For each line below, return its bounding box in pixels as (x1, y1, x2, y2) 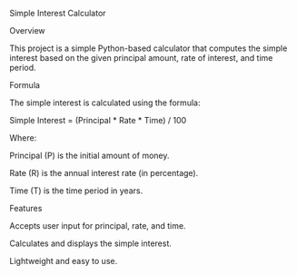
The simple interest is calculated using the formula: (9, 97, 201, 108)
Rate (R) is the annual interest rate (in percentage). (9, 168, 199, 178)
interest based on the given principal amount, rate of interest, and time (9, 53, 273, 63)
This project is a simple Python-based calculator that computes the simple (9, 43, 288, 54)
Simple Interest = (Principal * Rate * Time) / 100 (9, 115, 187, 125)
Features (9, 203, 43, 213)
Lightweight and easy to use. (9, 256, 118, 266)
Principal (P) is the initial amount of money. (9, 150, 170, 161)
